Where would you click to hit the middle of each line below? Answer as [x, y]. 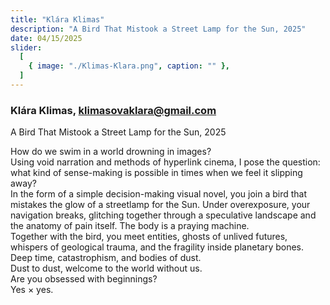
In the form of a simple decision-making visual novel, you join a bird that [159, 194]
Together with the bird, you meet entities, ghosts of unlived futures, [149, 237]
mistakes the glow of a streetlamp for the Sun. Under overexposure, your [160, 205]
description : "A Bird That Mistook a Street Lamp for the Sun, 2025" [158, 29]
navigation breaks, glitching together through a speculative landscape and [163, 215]
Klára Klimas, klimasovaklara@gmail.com [113, 110]
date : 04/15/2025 [46, 38]
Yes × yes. [32, 290]
